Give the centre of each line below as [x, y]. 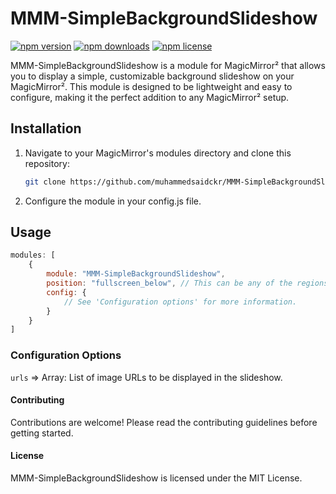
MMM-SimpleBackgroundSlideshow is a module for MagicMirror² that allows [168, 65]
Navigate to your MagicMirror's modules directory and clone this [158, 153]
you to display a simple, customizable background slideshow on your [152, 76]
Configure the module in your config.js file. [113, 201]
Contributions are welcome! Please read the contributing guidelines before [164, 422]
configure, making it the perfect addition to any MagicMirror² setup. [150, 97]
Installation [46, 128]
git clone [45, 182]
